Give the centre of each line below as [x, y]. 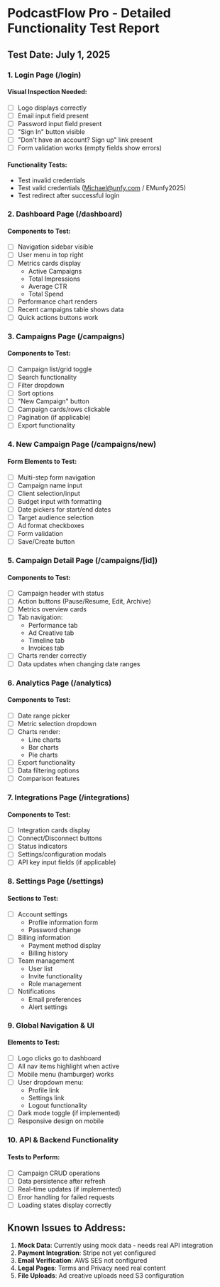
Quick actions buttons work [58, 317]
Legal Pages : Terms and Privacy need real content [92, 1268]
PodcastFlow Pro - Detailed [89, 13]
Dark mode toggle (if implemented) [69, 1113]
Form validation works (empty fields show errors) [89, 148]
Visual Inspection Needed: [47, 92]
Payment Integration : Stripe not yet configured [87, 1253]
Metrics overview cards [52, 609]
